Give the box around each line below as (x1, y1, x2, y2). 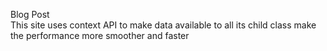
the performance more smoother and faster (10, 30, 190, 41)
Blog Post (10, 9, 50, 20)
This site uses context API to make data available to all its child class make (10, 19, 317, 31)
